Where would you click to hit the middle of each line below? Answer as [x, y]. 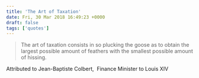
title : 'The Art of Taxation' [44, 12]
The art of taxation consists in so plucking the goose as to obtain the [105, 45]
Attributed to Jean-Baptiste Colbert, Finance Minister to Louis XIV [87, 69]
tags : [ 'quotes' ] [28, 28]
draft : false [22, 22]
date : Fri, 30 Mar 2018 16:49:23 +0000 [56, 17]
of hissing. [34, 57]
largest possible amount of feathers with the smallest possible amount [107, 51]
